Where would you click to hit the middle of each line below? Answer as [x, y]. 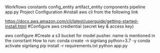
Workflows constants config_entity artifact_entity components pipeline [75, 7]
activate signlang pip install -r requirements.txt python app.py [66, 46]
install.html [16, 26]
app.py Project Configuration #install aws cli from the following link [72, 12]
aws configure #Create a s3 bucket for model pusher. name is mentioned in [80, 36]
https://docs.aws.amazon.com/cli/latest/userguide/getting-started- [72, 21]
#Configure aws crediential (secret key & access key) [80, 26]
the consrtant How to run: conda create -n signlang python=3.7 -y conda [78, 41]
